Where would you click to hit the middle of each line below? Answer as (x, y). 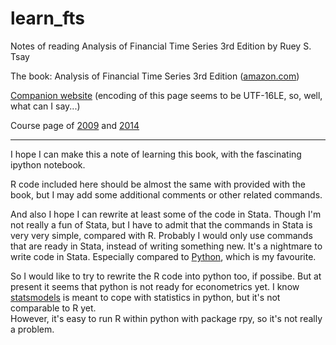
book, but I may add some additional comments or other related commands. (166, 194)
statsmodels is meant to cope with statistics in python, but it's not (145, 297)
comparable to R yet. (53, 308)
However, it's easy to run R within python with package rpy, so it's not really (166, 318)
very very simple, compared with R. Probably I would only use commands (161, 235)
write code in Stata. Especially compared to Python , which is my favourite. (163, 256)
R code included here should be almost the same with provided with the (158, 184)
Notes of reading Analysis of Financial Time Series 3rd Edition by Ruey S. (161, 46)
